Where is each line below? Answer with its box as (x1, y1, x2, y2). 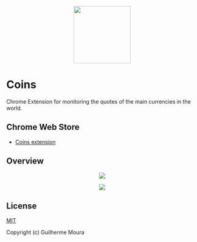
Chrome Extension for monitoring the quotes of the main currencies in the (6, 98, 192, 105)
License (6, 201, 37, 211)
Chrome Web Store (6, 122, 80, 132)
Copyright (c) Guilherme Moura (6, 229, 85, 236)
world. (6, 104, 22, 112)
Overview (6, 156, 44, 166)
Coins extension (15, 138, 56, 146)
